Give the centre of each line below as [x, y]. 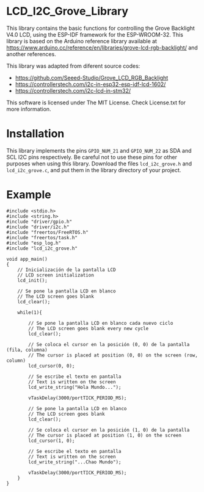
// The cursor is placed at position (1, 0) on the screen [105, 435]
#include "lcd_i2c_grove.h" [42, 248]
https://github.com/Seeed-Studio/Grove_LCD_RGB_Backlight [92, 78]
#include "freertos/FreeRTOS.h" [47, 232]
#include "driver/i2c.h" [38, 227]
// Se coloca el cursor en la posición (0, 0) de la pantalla [109, 344]
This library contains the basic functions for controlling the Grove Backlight [101, 28]
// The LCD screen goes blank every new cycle [89, 328]
